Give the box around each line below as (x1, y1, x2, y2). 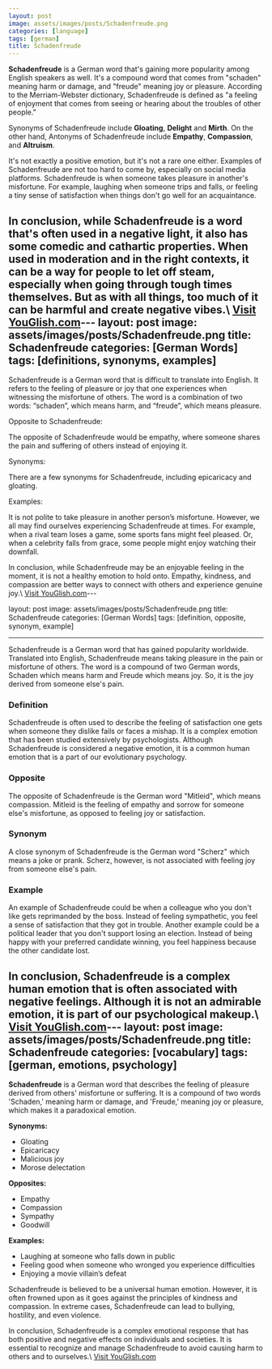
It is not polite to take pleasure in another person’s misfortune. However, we (8, 512, 261, 521)
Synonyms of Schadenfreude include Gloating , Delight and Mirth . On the (8, 123, 253, 133)
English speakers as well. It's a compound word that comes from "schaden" (8, 73, 261, 83)
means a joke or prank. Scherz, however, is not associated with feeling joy (8, 855, 256, 865)
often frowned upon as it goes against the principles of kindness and (8, 1293, 238, 1302)
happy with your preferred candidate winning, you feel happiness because (8, 938, 257, 947)
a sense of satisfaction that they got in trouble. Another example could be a (8, 920, 260, 929)
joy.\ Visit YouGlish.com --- (8, 588, 97, 598)
